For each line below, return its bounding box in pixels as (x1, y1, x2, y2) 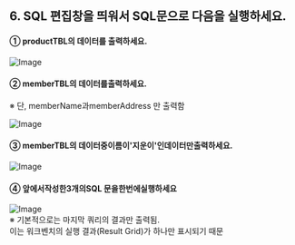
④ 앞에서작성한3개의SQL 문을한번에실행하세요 (9, 182, 177, 193)
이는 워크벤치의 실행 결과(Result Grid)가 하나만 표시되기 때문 (9, 226, 224, 237)
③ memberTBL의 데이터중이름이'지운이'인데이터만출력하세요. (9, 140, 233, 152)
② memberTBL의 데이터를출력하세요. (9, 78, 148, 89)
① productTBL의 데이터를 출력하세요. (9, 35, 148, 46)
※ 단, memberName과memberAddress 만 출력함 (9, 100, 185, 111)
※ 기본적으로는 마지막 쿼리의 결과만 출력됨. (9, 214, 161, 225)
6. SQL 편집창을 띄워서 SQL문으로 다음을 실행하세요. (9, 8, 287, 24)
